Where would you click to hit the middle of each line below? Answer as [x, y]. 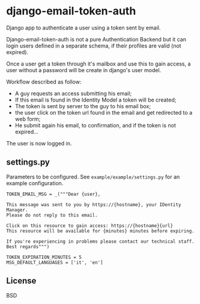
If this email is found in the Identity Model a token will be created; [95, 100]
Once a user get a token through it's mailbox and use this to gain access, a [98, 64]
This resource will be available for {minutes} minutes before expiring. [101, 231]
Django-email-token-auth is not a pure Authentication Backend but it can [96, 39]
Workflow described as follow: [44, 82]
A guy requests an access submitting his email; [73, 93]
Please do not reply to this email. [52, 215]
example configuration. [35, 183]
